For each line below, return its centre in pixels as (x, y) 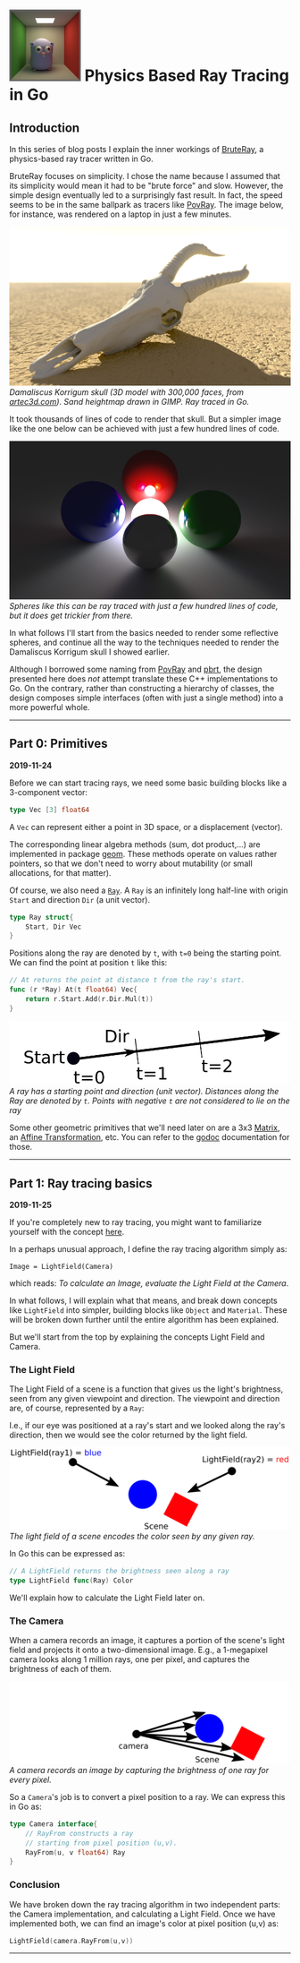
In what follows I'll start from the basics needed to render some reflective (144, 633)
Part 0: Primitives (58, 744)
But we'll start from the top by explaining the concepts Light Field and (137, 1337)
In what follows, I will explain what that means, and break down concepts (144, 1301)
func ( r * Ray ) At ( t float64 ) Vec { (74, 990)
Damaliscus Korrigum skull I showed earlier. (89, 652)
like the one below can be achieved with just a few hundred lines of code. (144, 428)
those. (21, 1147)
